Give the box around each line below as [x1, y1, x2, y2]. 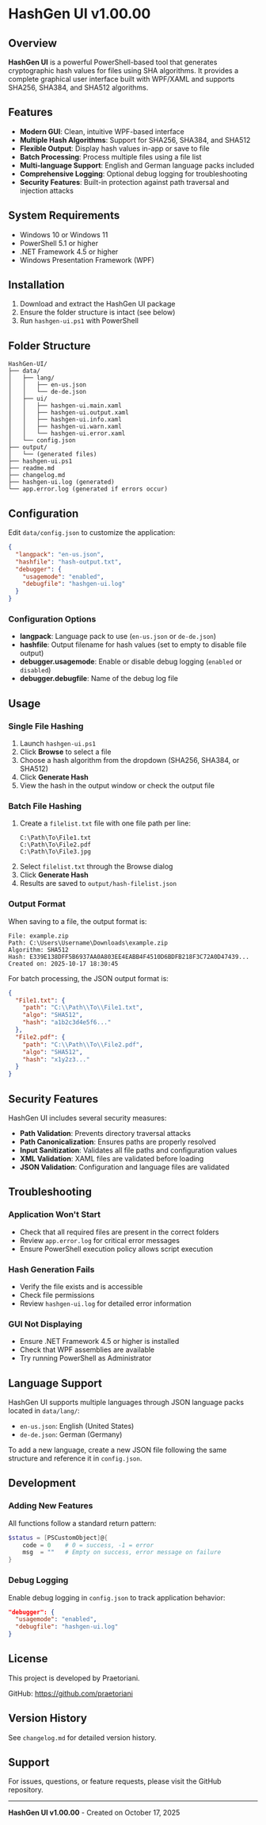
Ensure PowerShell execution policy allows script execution [19, 1244, 214, 1253]
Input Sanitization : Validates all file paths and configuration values [19, 1145, 237, 1155]
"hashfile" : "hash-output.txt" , [15, 557, 123, 566]
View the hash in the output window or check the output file [19, 781, 215, 791]
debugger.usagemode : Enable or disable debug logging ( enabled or [19, 656, 242, 667]
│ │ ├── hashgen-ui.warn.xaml [8, 422, 123, 431]
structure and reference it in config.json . [8, 1453, 142, 1463]
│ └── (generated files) [8, 450, 97, 459]
